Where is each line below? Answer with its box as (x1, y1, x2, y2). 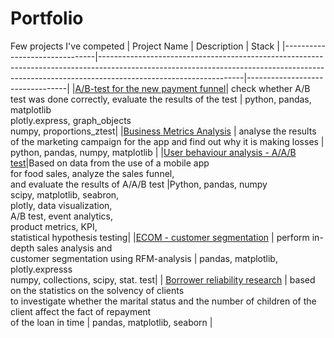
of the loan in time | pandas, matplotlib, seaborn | (10, 316, 213, 328)
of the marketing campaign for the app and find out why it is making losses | (10, 135, 325, 147)
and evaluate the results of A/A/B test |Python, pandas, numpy (10, 178, 268, 190)
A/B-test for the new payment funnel (74, 82, 227, 94)
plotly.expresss (10, 263, 73, 275)
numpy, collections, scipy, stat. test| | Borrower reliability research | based (10, 273, 316, 286)
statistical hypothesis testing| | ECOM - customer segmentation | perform (10, 231, 310, 243)
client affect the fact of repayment (10, 305, 152, 317)
